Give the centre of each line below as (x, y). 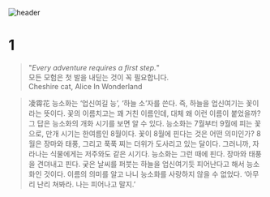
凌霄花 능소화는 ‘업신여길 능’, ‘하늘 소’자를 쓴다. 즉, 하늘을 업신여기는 (136, 103)
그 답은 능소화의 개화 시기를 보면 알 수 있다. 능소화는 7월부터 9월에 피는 (140, 123)
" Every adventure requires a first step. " (94, 67)
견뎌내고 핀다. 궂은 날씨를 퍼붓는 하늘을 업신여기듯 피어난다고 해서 (141, 164)
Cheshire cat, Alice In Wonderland (85, 86)
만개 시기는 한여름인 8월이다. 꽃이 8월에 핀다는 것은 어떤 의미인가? (150, 133)
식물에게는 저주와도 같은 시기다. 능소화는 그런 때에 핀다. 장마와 (148, 153)
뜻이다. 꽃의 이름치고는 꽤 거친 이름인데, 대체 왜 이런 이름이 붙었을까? (152, 113)
